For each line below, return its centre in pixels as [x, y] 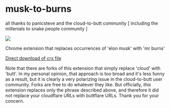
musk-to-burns [38, 9]
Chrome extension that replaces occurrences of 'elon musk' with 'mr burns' [85, 48]
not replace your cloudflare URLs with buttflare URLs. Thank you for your [82, 95]
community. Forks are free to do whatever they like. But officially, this [78, 84]
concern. [15, 101]
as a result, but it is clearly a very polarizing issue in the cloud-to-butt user [84, 79]
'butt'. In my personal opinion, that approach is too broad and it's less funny [85, 74]
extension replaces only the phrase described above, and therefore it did [82, 90]
